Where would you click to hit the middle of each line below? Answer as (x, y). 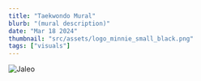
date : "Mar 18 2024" (43, 31)
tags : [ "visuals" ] (39, 46)
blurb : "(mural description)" (60, 23)
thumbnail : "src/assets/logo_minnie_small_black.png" (101, 38)
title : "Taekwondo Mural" (52, 16)
